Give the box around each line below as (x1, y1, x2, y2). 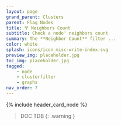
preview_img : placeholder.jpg (6, 52, 80, 58)
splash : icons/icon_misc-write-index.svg (6, 47, 109, 53)
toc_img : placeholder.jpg (6, 58, 69, 63)
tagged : (6, 63, 25, 69)
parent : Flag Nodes (6, 19, 54, 25)
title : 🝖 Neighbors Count (6, 25, 71, 31)
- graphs (16, 80, 38, 86)
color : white (6, 42, 38, 48)
